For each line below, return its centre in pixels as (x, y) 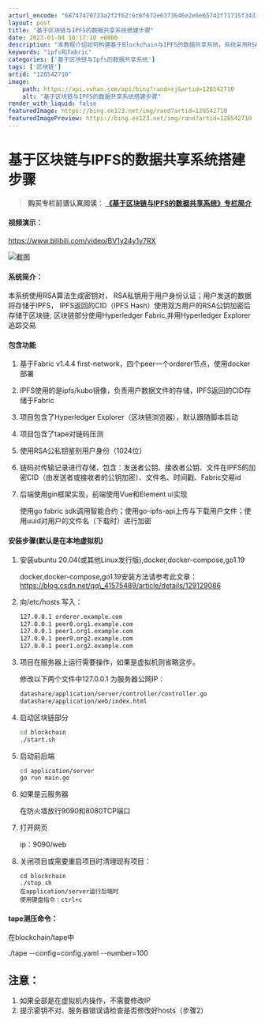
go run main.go (45, 778)
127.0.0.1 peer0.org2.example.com (76, 639)
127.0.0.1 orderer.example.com (71, 617)
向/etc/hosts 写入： (51, 602)
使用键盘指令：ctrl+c (51, 900)
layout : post (30, 23)
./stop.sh (36, 883)
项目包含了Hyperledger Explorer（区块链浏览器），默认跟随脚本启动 (129, 417)
